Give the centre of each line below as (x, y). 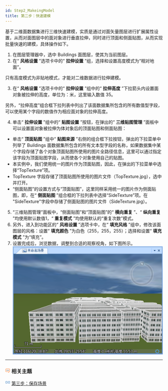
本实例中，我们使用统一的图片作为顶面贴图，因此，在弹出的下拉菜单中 (85, 164)
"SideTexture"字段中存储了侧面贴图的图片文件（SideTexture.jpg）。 (81, 201)
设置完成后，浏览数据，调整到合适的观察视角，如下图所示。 (74, 243)
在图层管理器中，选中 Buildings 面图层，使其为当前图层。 (71, 54)
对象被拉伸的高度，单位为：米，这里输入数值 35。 (64, 94)
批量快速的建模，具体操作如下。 (38, 44)
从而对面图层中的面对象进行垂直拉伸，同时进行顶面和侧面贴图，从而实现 (88, 37)
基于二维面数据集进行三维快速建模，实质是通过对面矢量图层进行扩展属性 (79, 31)
